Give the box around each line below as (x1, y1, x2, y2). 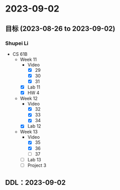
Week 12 (20, 96, 38, 102)
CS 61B (12, 51, 28, 57)
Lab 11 (27, 84, 41, 90)
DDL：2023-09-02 (5, 178, 66, 187)
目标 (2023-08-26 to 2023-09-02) (5, 24, 115, 33)
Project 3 (27, 162, 47, 168)
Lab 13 (27, 156, 42, 162)
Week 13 (20, 129, 38, 135)
